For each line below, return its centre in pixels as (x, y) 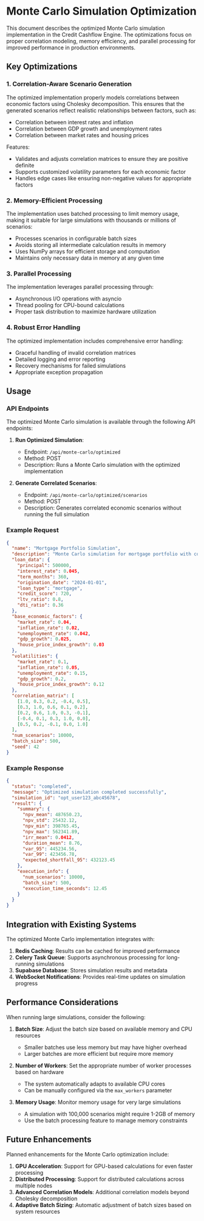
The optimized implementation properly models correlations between (93, 97)
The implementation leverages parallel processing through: (80, 287)
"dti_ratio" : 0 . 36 (40, 605)
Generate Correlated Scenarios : (56, 483)
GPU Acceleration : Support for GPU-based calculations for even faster (104, 1166)
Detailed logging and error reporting (60, 359)
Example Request (32, 530)
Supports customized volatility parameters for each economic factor (100, 171)
